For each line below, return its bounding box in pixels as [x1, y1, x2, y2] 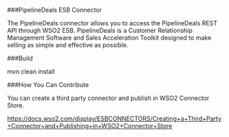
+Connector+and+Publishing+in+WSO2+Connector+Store [7, 122, 173, 129]
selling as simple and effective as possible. [7, 41, 129, 49]
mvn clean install [7, 68, 55, 75]
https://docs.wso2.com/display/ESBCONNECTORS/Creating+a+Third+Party [7, 114, 222, 123]
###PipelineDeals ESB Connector [7, 6, 102, 14]
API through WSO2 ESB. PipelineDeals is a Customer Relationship [7, 27, 193, 34]
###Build [7, 54, 33, 62]
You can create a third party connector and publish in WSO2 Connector [7, 94, 210, 102]
